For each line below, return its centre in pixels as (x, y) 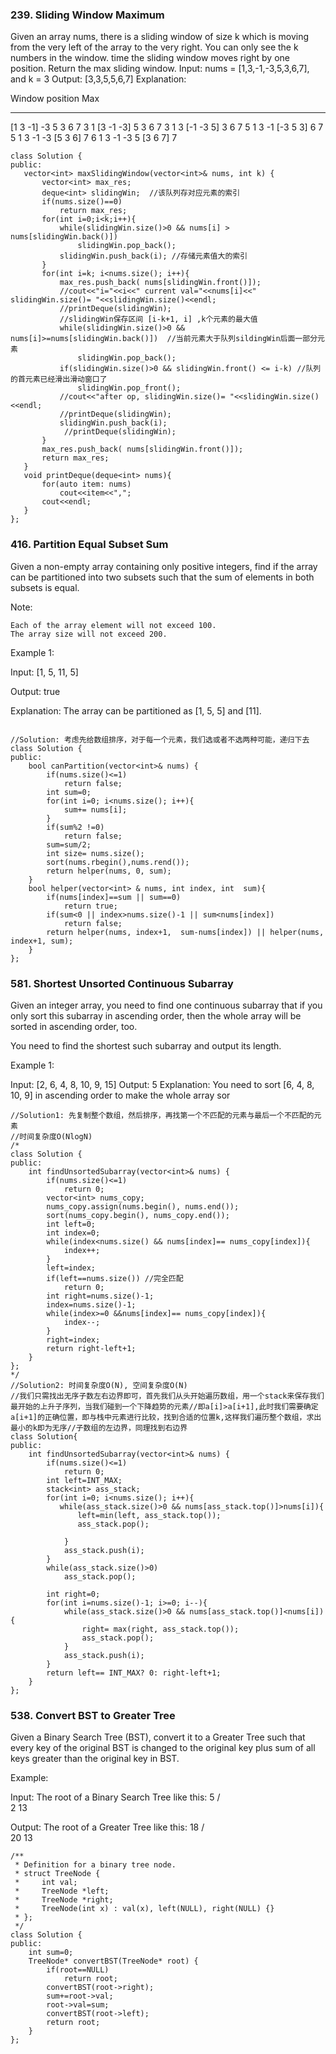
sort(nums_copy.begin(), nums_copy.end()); (138, 1215)
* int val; (46, 1883)
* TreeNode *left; (62, 1891)
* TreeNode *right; (64, 1900)
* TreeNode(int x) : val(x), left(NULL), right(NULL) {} (144, 1909)
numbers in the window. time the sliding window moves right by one (150, 58)
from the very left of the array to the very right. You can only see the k (154, 47)
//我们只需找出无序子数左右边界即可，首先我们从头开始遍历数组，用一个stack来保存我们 (167, 1396)
